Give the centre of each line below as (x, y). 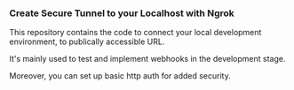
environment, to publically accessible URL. (87, 41)
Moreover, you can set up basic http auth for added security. (120, 76)
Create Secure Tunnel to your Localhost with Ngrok (122, 13)
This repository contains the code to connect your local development (135, 33)
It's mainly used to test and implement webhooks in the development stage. (147, 59)
